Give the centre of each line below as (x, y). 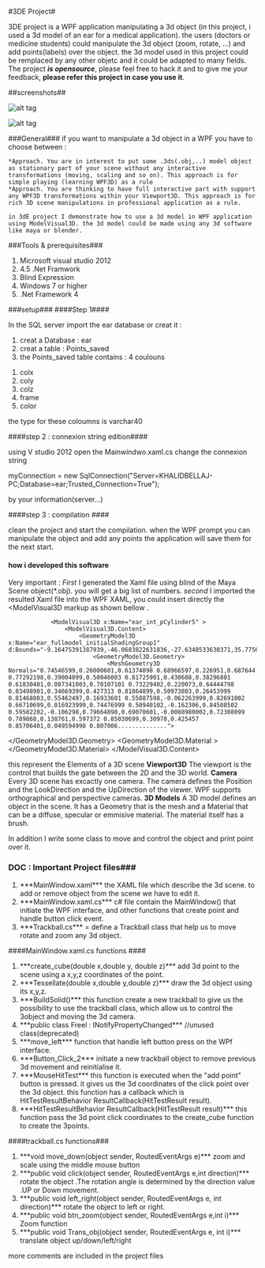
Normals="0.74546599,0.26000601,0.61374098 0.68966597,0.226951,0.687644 (132, 671)
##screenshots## (37, 93)
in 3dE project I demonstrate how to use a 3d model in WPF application (130, 217)
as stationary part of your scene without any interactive (107, 168)
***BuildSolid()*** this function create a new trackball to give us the (131, 999)
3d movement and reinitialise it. (71, 1066)
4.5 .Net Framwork (50, 269)
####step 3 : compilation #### (59, 515)
